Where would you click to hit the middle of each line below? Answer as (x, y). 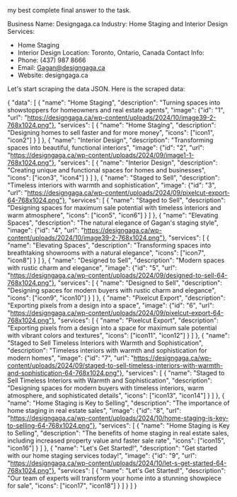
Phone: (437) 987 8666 (52, 60)
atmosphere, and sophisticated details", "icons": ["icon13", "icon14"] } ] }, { (116, 396)
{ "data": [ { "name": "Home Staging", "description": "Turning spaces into (114, 103)
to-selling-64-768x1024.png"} (51, 426)
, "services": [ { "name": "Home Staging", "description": (135, 125)
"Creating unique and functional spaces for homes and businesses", (107, 170)
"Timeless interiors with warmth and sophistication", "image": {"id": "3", (112, 185)
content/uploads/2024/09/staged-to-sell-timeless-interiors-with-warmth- (115, 366)
